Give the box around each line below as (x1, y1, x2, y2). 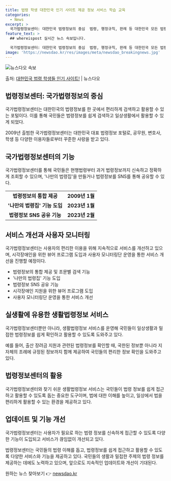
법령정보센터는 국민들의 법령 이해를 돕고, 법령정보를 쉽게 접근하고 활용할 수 (5, 447, 154, 453)
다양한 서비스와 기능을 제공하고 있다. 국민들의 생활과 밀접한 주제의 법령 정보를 (10, 453, 164, 459)
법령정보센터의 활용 (5, 371, 63, 380)
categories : (5, 12, 31, 17)
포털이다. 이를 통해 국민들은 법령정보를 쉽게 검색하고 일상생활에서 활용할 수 (10, 113, 159, 119)
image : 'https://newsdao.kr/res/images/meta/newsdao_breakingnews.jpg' (5, 49, 160, 55)
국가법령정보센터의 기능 (5, 153, 75, 161)
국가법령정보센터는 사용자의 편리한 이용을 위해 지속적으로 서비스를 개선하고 (5, 245, 154, 251)
